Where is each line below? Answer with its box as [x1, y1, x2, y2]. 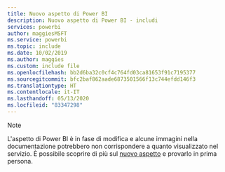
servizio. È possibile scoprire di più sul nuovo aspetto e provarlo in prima [7, 149, 217, 158]
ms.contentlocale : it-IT [7, 88, 80, 95]
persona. [7, 157, 33, 165]
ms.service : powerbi [7, 37, 68, 44]
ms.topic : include [7, 43, 61, 50]
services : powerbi [7, 23, 61, 30]
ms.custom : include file [7, 62, 80, 70]
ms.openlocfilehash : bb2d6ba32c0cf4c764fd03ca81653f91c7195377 [7, 69, 196, 76]
